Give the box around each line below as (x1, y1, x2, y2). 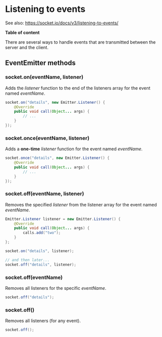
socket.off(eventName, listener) (5, 190, 84, 197)
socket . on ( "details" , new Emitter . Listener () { (5, 100, 106, 105)
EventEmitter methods (5, 59, 76, 67)
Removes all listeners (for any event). (5, 318, 81, 324)
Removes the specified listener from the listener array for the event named (5, 202, 157, 207)
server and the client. (5, 44, 49, 50)
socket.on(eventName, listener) (5, 73, 84, 80)
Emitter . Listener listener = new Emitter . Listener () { (5, 216, 121, 221)
